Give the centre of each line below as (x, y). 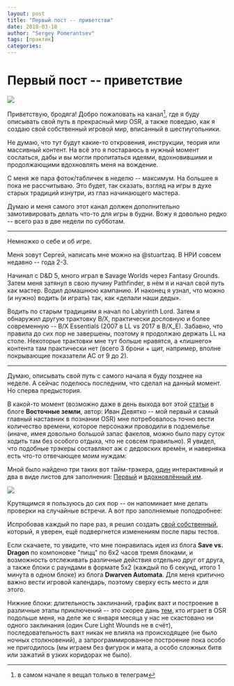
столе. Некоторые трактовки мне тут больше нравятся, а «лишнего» (110, 341)
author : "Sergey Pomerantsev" (51, 33)
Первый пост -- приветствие (95, 80)
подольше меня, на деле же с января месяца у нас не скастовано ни (110, 618)
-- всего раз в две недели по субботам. (66, 221)
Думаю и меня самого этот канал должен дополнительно (93, 206)
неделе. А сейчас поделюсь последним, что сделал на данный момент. (114, 383)
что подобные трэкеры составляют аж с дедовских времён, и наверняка (117, 448)
